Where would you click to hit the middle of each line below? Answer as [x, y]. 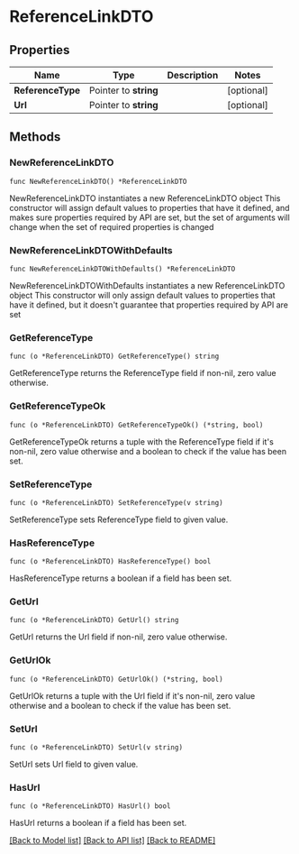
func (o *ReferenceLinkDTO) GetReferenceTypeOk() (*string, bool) [136, 425]
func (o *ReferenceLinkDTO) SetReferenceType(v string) [116, 502]
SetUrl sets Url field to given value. [74, 765]
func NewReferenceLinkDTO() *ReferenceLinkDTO [98, 181]
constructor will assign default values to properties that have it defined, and [149, 207]
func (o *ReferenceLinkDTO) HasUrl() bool [90, 806]
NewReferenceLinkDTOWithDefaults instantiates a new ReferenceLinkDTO [147, 285]
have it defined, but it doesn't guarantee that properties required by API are [149, 305]
